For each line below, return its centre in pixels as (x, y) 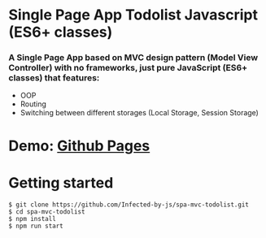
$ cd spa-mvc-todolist (47, 212)
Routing (33, 104)
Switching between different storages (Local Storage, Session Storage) (139, 113)
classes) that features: (54, 78)
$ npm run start (36, 226)
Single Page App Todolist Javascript (133, 15)
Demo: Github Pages (79, 146)
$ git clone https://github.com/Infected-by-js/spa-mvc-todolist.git (129, 205)
